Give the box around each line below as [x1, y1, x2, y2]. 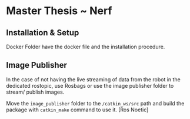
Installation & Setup [6, 28, 79, 38]
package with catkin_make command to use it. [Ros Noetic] [6, 106, 149, 113]
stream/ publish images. [6, 88, 65, 95]
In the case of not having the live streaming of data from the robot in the [6, 75, 181, 83]
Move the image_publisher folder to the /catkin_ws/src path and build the [6, 100, 185, 107]
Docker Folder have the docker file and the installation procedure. [6, 43, 165, 50]
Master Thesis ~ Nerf [6, 4, 112, 18]
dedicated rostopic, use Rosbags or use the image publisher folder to [6, 82, 174, 89]
